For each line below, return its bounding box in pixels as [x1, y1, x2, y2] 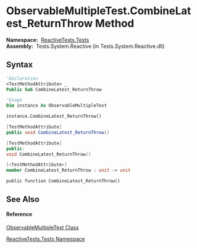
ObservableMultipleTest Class [6, 224, 79, 231]
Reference [6, 211, 33, 218]
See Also [6, 194, 40, 204]
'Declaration [6, 75, 38, 81]
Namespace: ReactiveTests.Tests [6, 36, 89, 43]
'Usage [6, 97, 22, 103]
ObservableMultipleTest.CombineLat [6, 4, 191, 18]
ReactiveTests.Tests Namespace [6, 235, 85, 242]
